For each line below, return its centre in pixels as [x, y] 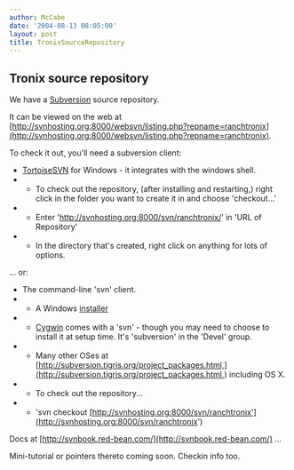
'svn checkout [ [64, 412]
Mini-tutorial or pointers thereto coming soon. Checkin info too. [125, 456]
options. [50, 255]
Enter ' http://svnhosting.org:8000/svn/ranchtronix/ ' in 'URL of [148, 218]
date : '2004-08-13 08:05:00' [63, 26]
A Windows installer [72, 308]
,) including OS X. [254, 375]
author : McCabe [37, 17]
